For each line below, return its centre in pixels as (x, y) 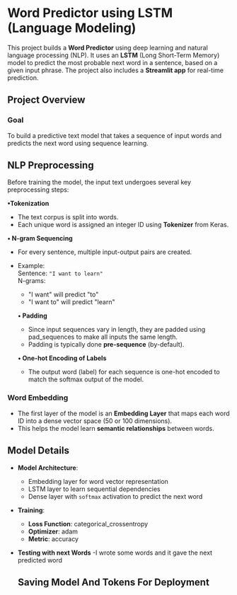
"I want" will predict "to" (63, 294)
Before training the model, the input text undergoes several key (99, 183)
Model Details (38, 451)
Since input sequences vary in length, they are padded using (117, 330)
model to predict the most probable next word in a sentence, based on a (112, 62)
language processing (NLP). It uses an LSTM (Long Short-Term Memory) (114, 55)
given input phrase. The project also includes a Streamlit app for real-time (116, 70)
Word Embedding (38, 398)
